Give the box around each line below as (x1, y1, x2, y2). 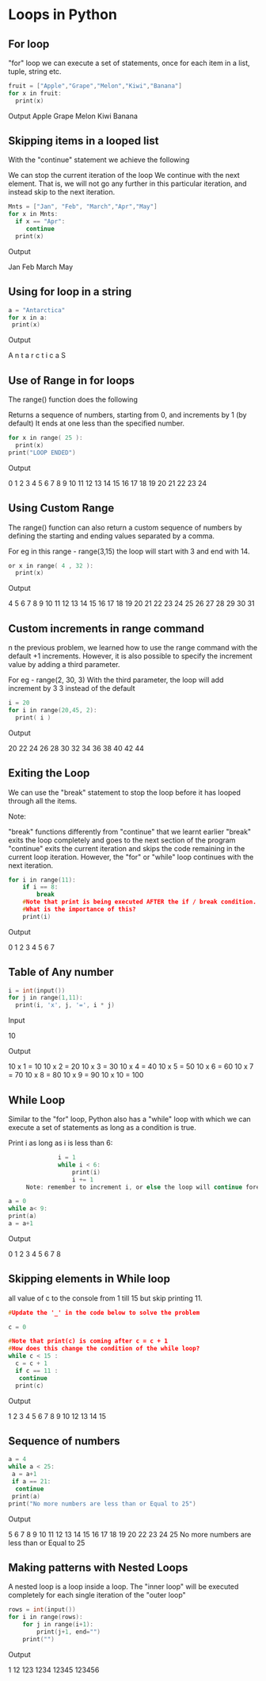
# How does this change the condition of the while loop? (8, 1344, 200, 1353)
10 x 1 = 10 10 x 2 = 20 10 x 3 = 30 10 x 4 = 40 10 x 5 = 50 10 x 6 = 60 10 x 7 (8, 1062, 254, 1071)
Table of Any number (8, 966, 114, 979)
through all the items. (8, 796, 78, 805)
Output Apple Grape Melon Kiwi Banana (8, 111, 139, 121)
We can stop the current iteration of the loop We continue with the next (8, 171, 240, 180)
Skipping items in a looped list (8, 134, 159, 148)
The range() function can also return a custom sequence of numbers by (8, 522, 243, 532)
